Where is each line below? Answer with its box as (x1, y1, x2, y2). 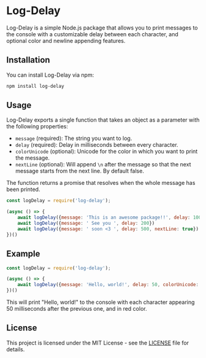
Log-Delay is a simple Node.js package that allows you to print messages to (6, 24, 198, 31)
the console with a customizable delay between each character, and (6, 30, 179, 37)
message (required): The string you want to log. (15, 134, 132, 142)
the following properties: (6, 123, 69, 130)
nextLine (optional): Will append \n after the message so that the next (15, 161, 191, 168)
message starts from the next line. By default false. (15, 167, 144, 175)
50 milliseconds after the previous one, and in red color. (6, 305, 147, 312)
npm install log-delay (6, 83, 64, 89)
